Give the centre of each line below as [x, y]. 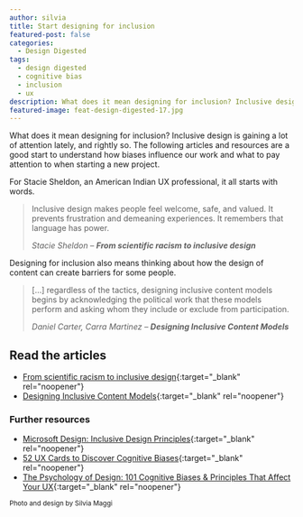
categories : [32, 43]
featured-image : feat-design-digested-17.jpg [96, 110]
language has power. [70, 228]
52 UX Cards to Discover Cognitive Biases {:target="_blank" [133, 458]
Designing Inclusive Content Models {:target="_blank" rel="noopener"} [153, 396]
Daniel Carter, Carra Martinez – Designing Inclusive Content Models [160, 327]
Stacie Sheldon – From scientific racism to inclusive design [143, 245]
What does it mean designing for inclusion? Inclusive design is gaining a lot [149, 135]
